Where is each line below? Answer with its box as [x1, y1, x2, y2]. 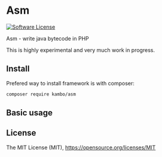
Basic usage [6, 108, 53, 118]
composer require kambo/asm [6, 91, 77, 97]
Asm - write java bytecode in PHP [6, 35, 89, 42]
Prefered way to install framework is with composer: [6, 79, 135, 87]
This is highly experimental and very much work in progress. [6, 46, 155, 54]
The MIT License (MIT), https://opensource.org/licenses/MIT [6, 144, 156, 151]
